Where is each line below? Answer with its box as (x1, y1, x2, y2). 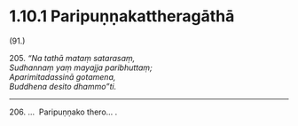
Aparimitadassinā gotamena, (9, 71, 116, 82)
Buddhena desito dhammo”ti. (9, 81, 117, 91)
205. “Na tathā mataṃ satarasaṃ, (9, 52, 136, 63)
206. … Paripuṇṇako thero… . (9, 106, 118, 117)
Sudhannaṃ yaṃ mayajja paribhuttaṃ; (9, 62, 153, 73)
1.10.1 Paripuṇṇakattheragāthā (9, 6, 235, 27)
